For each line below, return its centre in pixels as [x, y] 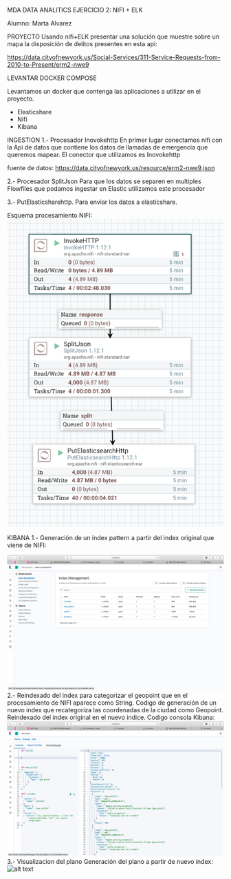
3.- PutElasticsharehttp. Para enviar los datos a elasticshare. [92, 202]
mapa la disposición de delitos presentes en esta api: [82, 44]
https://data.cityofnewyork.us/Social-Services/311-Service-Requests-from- [114, 57]
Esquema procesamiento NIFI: [50, 215]
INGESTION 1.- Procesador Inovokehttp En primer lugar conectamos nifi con [115, 140]
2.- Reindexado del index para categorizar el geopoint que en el [97, 695]
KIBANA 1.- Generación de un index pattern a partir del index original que [111, 537]
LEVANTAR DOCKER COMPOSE [52, 78]
